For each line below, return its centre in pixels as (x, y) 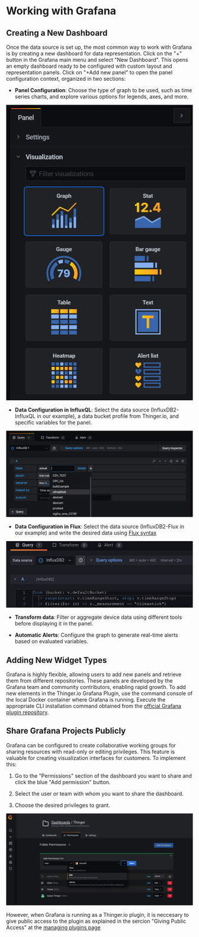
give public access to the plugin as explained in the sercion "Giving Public (96, 921)
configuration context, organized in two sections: (66, 79)
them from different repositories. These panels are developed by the (89, 681)
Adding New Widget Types (57, 660)
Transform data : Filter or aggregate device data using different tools (98, 617)
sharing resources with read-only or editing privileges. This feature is (91, 752)
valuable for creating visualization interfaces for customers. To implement (96, 758)
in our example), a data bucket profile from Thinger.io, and (108, 416)
